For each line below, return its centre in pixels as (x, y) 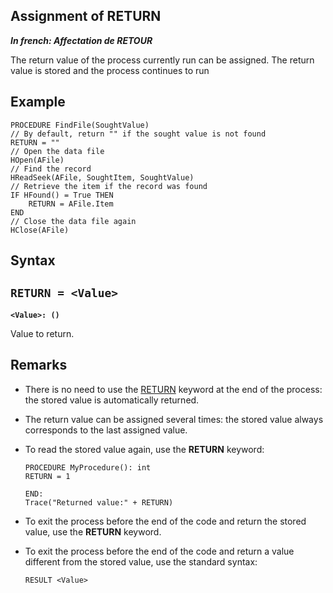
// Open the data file (57, 151)
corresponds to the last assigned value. (106, 430)
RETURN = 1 (47, 476)
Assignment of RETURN (86, 16)
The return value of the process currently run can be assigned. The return (162, 60)
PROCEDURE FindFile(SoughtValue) (80, 125)
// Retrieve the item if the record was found (109, 186)
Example (38, 102)
